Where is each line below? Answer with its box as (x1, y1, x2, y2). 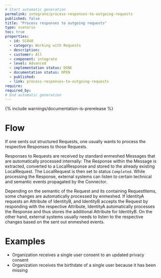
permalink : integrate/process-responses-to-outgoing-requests (5, 12, 133, 16)
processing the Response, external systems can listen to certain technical (5, 174, 152, 179)
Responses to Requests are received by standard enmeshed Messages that (5, 153, 156, 159)
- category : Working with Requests (9, 43, 81, 48)
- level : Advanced (9, 61, 47, 66)
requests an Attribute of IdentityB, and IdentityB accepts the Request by (5, 199, 148, 205)
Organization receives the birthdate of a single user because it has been (12, 262, 156, 268)
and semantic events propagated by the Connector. (5, 179, 107, 185)
